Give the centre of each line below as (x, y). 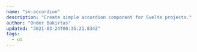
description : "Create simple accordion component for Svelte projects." (99, 17)
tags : (13, 34)
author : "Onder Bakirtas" (38, 23)
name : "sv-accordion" (33, 12)
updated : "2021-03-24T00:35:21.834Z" (53, 28)
